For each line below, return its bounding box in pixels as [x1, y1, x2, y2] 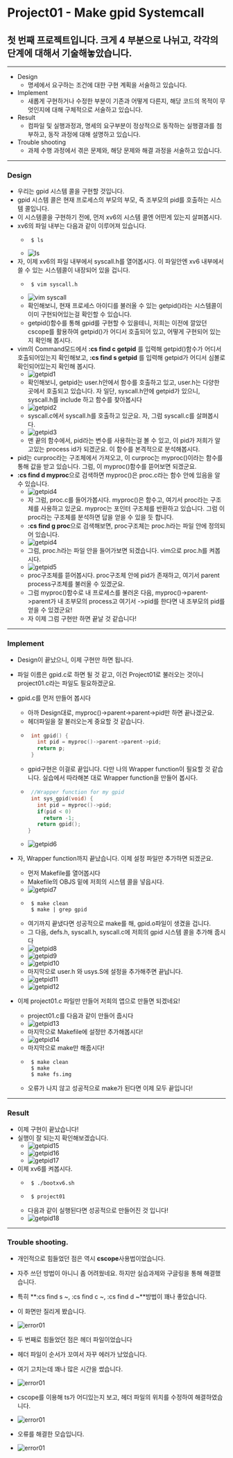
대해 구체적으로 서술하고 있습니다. [51, 105, 144, 114]
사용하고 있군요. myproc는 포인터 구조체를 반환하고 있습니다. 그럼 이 [40, 504, 225, 513]
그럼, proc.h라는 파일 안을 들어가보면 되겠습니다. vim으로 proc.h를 [27, 547, 208, 555]
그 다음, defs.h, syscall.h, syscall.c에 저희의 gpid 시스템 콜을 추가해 [27, 928, 213, 936]
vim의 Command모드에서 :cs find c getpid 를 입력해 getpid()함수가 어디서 [17, 345, 222, 353]
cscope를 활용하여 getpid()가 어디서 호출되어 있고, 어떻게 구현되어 [27, 327, 209, 336]
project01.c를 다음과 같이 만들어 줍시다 [27, 1011, 134, 1020]
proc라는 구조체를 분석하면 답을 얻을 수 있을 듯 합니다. [27, 513, 174, 522]
